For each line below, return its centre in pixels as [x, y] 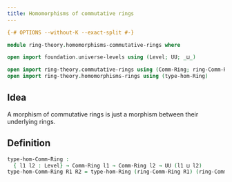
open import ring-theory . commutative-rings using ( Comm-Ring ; [98, 70]
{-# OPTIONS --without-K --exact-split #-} [71, 32]
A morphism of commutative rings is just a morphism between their [103, 114]
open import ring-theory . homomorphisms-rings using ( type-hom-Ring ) [108, 77]
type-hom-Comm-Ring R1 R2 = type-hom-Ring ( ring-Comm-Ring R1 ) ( [103, 172]
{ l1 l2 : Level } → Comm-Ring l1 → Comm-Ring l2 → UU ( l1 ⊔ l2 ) [108, 165]
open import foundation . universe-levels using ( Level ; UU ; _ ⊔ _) [101, 57]
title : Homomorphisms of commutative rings [71, 13]
